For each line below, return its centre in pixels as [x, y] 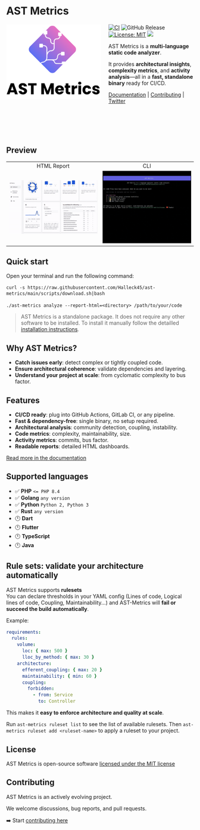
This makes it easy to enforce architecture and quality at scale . [85, 713]
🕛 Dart [24, 518]
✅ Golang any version [42, 498]
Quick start [27, 262]
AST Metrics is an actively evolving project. [59, 797]
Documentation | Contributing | [146, 94]
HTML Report [53, 166]
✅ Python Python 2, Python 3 [52, 504]
